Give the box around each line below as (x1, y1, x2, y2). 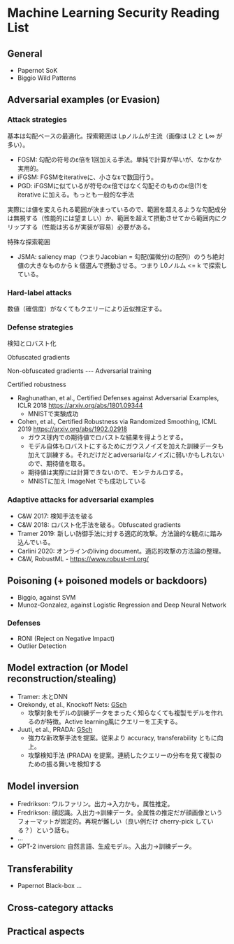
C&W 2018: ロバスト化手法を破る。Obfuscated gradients (17, 520, 182, 529)
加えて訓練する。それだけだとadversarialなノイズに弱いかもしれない (27, 451, 225, 459)
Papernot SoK (17, 66, 58, 74)
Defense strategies (7, 322, 73, 332)
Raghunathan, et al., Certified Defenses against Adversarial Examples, (17, 394, 219, 402)
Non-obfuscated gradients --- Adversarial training (7, 367, 152, 375)
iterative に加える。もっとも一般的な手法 (17, 190, 135, 199)
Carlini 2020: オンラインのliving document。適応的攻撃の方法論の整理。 (17, 547, 225, 555)
